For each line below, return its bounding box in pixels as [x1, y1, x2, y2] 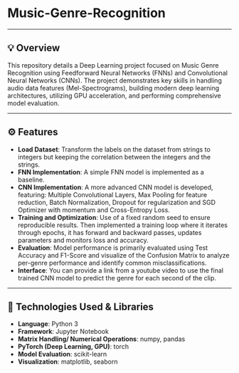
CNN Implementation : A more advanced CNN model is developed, [17, 183, 213, 191]
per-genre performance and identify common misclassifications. [17, 258, 207, 267]
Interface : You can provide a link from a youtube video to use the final [17, 266, 224, 275]
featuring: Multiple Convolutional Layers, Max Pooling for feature [17, 190, 208, 199]
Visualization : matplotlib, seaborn [17, 357, 118, 366]
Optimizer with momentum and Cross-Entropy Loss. [17, 205, 171, 214]
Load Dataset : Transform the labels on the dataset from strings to [17, 145, 211, 154]
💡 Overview [7, 42, 60, 54]
